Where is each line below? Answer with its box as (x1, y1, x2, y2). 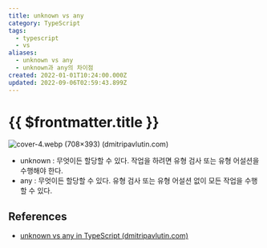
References (8, 210, 67, 223)
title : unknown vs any (8, 11, 84, 20)
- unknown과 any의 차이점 (15, 64, 94, 72)
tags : (8, 26, 26, 34)
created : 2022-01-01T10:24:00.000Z (8, 71, 127, 79)
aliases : (8, 49, 38, 57)
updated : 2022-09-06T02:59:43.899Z (8, 78, 127, 86)
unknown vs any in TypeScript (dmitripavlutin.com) (19, 231, 188, 241)
